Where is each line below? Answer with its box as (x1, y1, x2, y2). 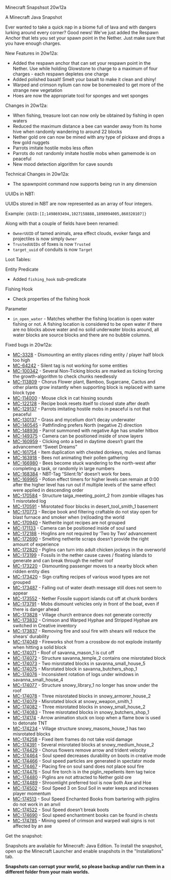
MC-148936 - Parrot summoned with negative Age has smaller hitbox (12, 428, 159, 433)
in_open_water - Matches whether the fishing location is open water (12, 316, 155, 322)
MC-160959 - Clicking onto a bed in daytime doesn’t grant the (12, 438, 144, 444)
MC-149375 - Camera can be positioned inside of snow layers (12, 433, 144, 439)
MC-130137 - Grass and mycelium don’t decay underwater (12, 417, 136, 423)
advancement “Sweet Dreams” (12, 444, 77, 450)
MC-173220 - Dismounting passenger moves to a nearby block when (12, 563, 158, 569)
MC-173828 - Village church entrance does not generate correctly (12, 612, 152, 617)
